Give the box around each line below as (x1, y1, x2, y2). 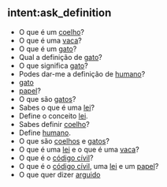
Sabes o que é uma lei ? (18, 103, 95, 112)
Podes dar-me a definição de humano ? (18, 69, 146, 78)
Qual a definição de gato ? (18, 52, 103, 62)
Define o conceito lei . (18, 110, 88, 121)
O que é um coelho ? (18, 27, 84, 36)
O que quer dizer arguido (18, 170, 101, 179)
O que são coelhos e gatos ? (18, 136, 109, 145)
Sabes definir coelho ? (18, 119, 90, 129)
